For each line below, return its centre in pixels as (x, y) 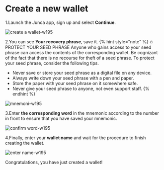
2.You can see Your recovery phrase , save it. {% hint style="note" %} (77, 42)
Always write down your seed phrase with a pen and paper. (73, 78)
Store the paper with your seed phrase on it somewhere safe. (75, 83)
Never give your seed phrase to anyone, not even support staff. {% (81, 88)
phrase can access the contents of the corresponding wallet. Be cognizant (82, 52)
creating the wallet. (25, 143)
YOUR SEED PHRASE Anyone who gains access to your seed (89, 47)
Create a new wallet (47, 9)
